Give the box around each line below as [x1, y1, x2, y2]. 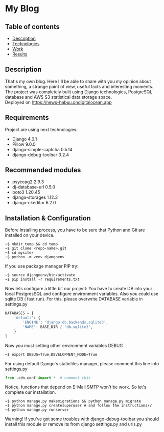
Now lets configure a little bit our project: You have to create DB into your [5, 286, 153, 292]
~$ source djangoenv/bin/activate [5, 273, 76, 278]
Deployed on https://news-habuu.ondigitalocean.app [5, 99, 112, 105]
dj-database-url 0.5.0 [12, 184, 55, 190]
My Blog [5, 3, 39, 14]
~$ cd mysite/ [5, 250, 34, 255]
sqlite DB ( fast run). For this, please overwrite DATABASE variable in [5, 296, 143, 302]
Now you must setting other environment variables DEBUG [5, 342, 123, 349]
